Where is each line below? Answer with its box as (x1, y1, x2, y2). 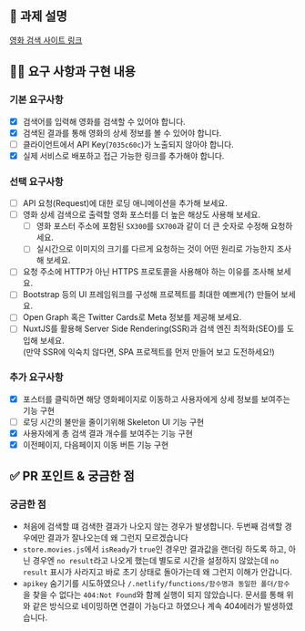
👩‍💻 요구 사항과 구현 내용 (9, 64, 137, 79)
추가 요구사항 (9, 371, 64, 384)
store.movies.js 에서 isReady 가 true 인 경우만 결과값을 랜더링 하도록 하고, (22, 543, 287, 554)
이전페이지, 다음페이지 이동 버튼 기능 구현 (22, 440, 169, 450)
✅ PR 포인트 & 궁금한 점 (9, 469, 135, 484)
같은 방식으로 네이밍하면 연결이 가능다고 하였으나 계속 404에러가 (32, 600, 262, 611)
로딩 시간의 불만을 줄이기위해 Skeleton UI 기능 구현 (22, 416, 205, 427)
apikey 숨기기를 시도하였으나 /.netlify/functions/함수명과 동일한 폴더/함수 (22, 577, 290, 588)
